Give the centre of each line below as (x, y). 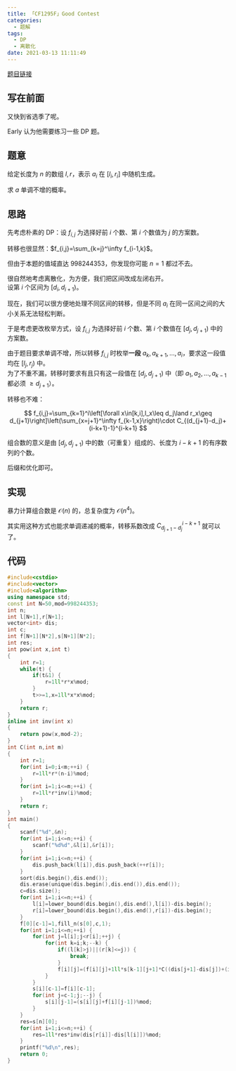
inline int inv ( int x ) (40, 721)
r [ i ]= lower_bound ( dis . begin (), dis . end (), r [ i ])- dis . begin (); (122, 910)
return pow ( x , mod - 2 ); (51, 735)
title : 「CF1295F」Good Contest (53, 14)
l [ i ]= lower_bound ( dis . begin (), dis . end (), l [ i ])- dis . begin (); (122, 904)
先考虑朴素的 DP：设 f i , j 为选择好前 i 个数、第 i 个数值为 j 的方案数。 (105, 233)
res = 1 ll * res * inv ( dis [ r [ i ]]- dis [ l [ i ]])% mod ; (97, 1034)
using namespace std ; (39, 597)
